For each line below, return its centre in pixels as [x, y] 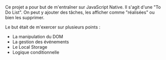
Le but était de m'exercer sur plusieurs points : [53, 27]
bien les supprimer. [25, 17]
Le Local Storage [30, 47]
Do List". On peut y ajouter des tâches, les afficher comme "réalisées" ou [80, 12]
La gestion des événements [41, 42]
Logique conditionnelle [36, 52]
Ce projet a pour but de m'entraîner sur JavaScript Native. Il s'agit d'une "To [83, 7]
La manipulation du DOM [38, 37]
